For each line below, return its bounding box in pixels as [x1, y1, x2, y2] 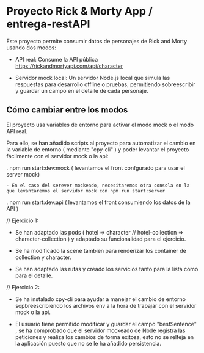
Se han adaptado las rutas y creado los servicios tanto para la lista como [15, 265, 199, 272]
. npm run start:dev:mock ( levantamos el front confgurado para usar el [6, 164, 185, 172]
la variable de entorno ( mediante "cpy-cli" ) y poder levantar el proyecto [6, 145, 189, 153]
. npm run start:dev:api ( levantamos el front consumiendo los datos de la [6, 198, 191, 206]
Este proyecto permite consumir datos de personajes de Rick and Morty [6, 37, 188, 45]
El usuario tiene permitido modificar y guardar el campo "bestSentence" [15, 320, 197, 327]
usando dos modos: [6, 44, 57, 51]
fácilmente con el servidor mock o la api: [6, 152, 109, 159]
